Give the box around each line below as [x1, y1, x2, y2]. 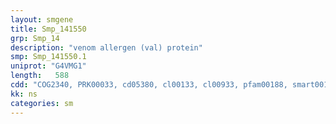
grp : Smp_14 [10, 33, 60, 43]
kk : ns [10, 89, 38, 99]
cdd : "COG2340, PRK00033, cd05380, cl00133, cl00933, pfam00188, [10, 80, 288, 90]
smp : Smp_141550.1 [10, 52, 87, 62]
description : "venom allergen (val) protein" [10, 42, 203, 53]
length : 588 [10, 71, 70, 81]
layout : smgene [10, 14, 74, 25]
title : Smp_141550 [10, 24, 87, 34]
